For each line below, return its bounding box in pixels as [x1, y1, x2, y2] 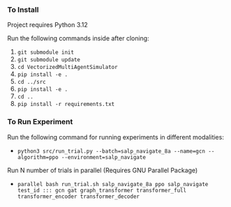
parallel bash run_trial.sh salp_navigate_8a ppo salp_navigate [17, 181, 209, 187]
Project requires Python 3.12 [7, 21, 89, 29]
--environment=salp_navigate [61, 153, 147, 161]
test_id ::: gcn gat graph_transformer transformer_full [17, 187, 187, 194]
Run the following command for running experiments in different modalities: [7, 132, 225, 141]
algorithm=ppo [17, 153, 59, 161]
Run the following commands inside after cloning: [7, 34, 149, 43]
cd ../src [17, 79, 47, 86]
